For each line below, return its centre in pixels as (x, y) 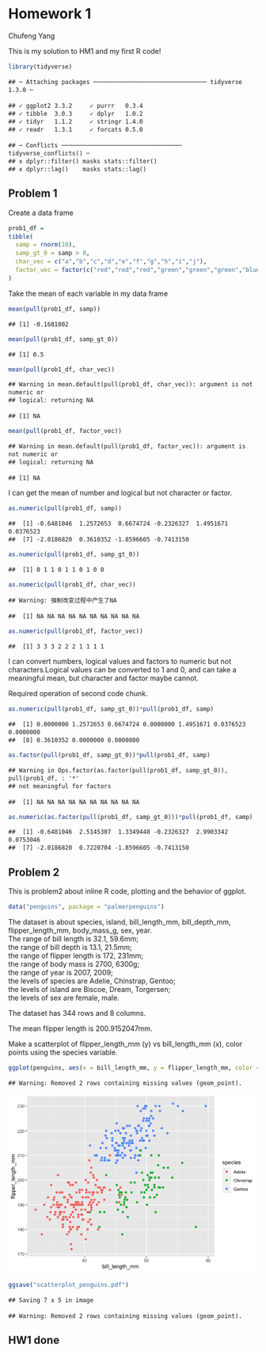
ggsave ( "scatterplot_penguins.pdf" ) (68, 1285)
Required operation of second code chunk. (78, 693)
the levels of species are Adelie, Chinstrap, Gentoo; (92, 981)
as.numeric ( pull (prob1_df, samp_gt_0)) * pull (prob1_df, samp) (111, 709)
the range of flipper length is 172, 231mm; (76, 956)
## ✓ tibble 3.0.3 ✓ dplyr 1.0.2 (76, 113)
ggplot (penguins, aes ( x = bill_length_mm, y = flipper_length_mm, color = (134, 1068)
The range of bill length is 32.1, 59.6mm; (74, 939)
